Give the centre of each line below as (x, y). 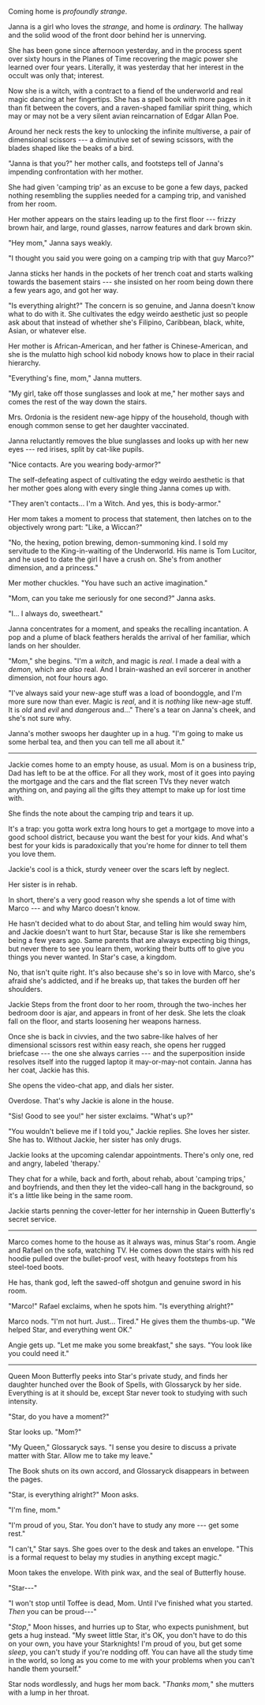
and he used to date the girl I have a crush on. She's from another (115, 559)
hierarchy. (24, 363)
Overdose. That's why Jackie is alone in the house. (91, 1100)
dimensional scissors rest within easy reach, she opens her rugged (117, 1045)
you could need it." (39, 1353)
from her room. (33, 204)
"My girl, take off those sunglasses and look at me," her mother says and (126, 393)
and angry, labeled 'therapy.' (54, 1163)
